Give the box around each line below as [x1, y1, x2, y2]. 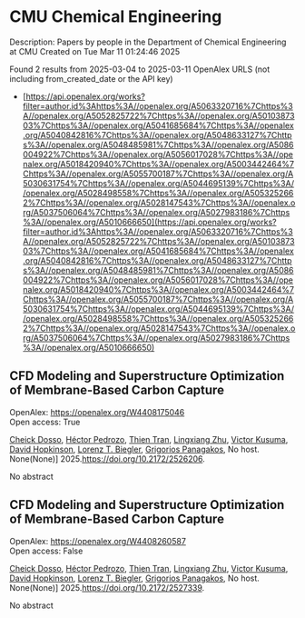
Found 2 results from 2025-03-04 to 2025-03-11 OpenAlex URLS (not [9, 64, 271, 75]
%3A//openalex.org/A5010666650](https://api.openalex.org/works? [22, 216, 277, 227]
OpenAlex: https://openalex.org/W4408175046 [9, 406, 185, 417]
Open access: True [9, 416, 81, 427]
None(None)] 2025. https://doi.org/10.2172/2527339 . [9, 582, 205, 593]
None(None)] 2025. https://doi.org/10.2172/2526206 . [9, 453, 206, 464]
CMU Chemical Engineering [9, 6, 222, 27]
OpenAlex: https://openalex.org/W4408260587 [9, 535, 186, 546]
